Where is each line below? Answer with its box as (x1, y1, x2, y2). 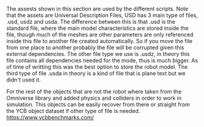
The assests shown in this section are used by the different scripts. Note (6, 5, 189, 12)
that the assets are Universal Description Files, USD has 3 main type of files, (6, 12, 199, 19)
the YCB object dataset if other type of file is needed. (6, 108, 140, 114)
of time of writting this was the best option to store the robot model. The (6, 63, 188, 70)
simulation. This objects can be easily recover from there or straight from (6, 101, 191, 108)
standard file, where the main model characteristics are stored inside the (6, 24, 189, 32)
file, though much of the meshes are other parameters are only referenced (6, 31, 194, 38)
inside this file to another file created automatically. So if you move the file (6, 38, 192, 44)
